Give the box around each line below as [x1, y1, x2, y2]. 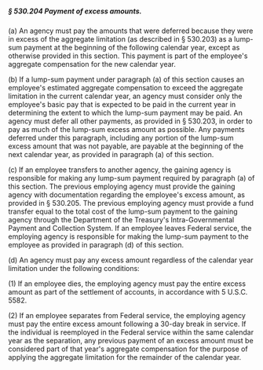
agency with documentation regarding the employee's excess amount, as [8, 189, 246, 200]
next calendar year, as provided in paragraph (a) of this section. [8, 149, 214, 159]
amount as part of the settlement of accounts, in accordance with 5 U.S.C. [8, 287, 248, 296]
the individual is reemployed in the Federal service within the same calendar [8, 327, 254, 337]
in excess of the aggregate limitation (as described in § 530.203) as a [8, 34, 233, 43]
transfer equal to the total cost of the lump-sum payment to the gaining [8, 207, 238, 216]
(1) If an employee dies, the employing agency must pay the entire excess [8, 279, 246, 288]
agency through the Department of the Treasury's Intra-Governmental [8, 214, 235, 224]
